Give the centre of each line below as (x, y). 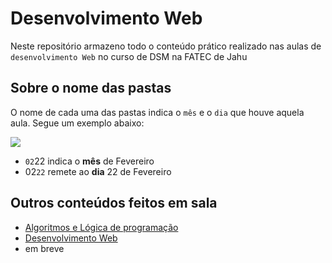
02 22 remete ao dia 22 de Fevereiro (98, 171)
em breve (44, 248)
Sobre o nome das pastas (91, 88)
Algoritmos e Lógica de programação (101, 227)
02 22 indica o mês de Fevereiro (89, 161)
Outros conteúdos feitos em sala (114, 203)
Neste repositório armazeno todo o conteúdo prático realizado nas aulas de (166, 46)
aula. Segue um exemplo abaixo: (77, 123)
